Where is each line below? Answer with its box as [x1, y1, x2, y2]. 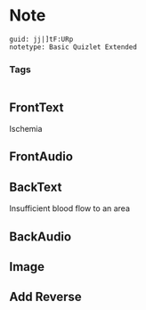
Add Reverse [9, 290, 82, 305]
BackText [9, 179, 62, 194]
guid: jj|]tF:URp [9, 35, 74, 44]
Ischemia [9, 124, 43, 135]
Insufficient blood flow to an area [9, 203, 131, 214]
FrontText [9, 100, 64, 115]
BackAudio [9, 229, 72, 244]
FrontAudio [9, 149, 74, 165]
